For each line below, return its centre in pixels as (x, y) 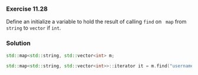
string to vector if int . (34, 28)
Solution (19, 43)
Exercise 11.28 (27, 9)
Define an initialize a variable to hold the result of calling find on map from (96, 22)
